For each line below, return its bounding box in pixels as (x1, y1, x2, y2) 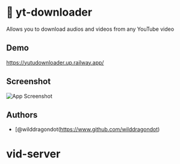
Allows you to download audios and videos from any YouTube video (6, 25, 175, 33)
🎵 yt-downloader (6, 5, 92, 19)
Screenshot (6, 77, 51, 87)
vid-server (6, 147, 61, 160)
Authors (6, 110, 38, 120)
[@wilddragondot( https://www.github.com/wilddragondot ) (14, 126, 160, 133)
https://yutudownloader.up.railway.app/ (6, 58, 104, 66)
